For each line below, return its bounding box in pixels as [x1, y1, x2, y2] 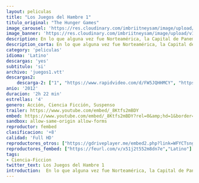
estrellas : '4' [6, 96, 44, 102]
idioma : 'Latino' [6, 53, 49, 58]
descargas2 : [6, 74, 36, 80]
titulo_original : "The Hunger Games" [6, 19, 99, 25]
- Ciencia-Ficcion [6, 157, 52, 163]
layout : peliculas [6, 8, 52, 15]
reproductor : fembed [6, 124, 57, 130]
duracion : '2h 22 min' [6, 91, 62, 97]
